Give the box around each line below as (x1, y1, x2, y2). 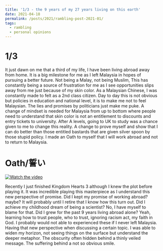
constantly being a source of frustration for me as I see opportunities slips (5, 82, 154, 88)
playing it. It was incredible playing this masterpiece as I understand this (5, 188, 150, 195)
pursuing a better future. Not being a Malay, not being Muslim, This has (5, 77, 148, 83)
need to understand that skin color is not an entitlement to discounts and (5, 113, 151, 119)
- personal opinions (9, 30, 51, 35)
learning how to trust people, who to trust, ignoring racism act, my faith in (5, 215, 153, 220)
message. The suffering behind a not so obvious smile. (5, 240, 116, 246)
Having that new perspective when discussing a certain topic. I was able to (5, 225, 156, 231)
